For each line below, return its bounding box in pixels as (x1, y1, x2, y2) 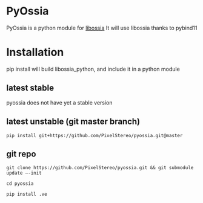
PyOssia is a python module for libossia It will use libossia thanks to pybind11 (6, 24, 198, 31)
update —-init (6, 170, 42, 176)
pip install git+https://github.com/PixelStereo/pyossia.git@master (6, 132, 183, 138)
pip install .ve (6, 192, 47, 198)
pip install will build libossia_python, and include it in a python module (6, 65, 180, 72)
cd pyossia (6, 181, 34, 187)
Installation (6, 45, 64, 59)
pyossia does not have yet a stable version (6, 98, 113, 106)
